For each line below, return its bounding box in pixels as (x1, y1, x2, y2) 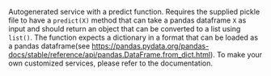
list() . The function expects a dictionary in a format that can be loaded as (8, 32, 259, 42)
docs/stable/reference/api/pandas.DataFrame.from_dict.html (8, 50, 211, 59)
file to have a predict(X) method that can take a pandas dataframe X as (8, 15, 247, 25)
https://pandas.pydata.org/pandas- (91, 41, 210, 51)
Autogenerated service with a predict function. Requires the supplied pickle (8, 7, 260, 16)
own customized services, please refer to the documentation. (8, 58, 213, 68)
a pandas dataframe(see (8, 41, 91, 51)
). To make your (210, 50, 263, 59)
